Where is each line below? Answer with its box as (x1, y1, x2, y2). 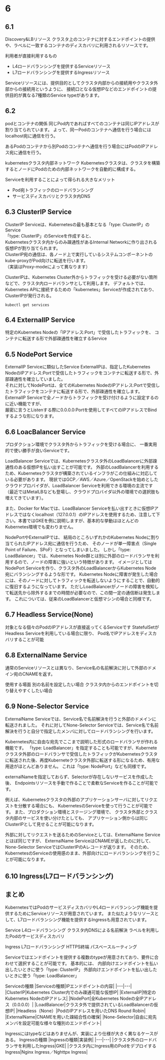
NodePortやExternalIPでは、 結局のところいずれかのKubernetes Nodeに (5, 534, 151, 540)
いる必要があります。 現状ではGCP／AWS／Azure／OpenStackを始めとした (5, 476, 159, 483)
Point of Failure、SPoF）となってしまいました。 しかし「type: (5, 547, 131, 553)
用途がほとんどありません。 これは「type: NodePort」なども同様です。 (5, 763, 149, 769)
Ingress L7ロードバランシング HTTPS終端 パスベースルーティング (5, 944, 137, 950)
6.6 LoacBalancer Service (5, 428, 86, 436)
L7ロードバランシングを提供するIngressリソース (12, 69, 110, 75)
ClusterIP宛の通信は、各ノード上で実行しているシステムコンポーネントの (5, 251, 153, 257)
